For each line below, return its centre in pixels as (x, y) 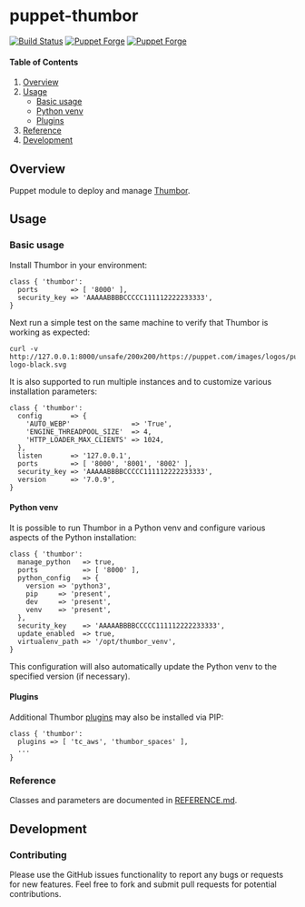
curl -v (24, 348)
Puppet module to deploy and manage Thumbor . (100, 190)
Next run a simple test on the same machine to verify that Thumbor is (139, 322)
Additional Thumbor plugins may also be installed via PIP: (117, 717)
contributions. (35, 894)
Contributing (38, 854)
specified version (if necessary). (70, 676)
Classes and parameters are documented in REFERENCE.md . (123, 801)
